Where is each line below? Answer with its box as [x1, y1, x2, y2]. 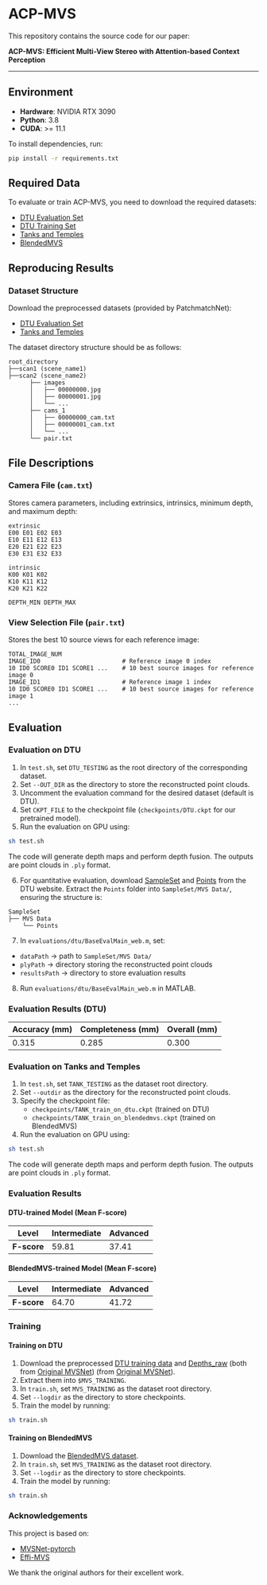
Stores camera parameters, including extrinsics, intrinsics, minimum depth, [8, 498, 253, 508]
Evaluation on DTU [8, 745, 81, 756]
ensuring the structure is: [19, 892, 103, 902]
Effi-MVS [19, 1552, 50, 1562]
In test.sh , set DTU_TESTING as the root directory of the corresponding [19, 762, 248, 772]
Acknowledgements [8, 1510, 88, 1521]
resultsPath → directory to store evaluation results [19, 968, 187, 977]
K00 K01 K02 [8, 571, 48, 578]
